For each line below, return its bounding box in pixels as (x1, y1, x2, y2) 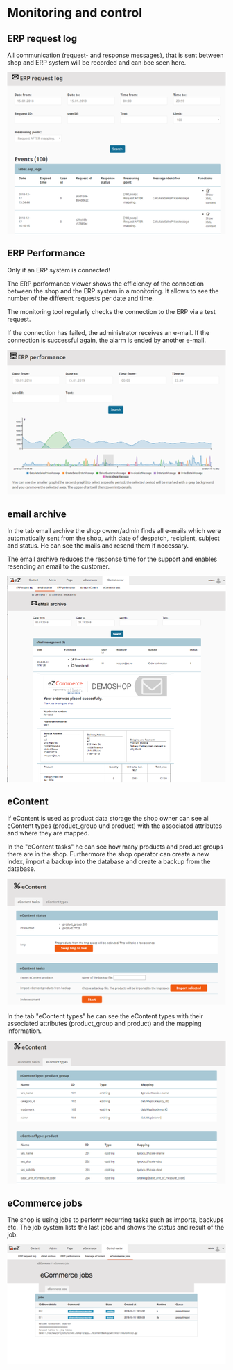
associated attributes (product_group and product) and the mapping (7, 1019, 202, 1027)
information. (7, 1027, 42, 1035)
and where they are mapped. (7, 829, 90, 837)
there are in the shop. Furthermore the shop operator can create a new (7, 849, 209, 858)
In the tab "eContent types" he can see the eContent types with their (7, 1011, 203, 1020)
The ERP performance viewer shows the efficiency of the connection (7, 279, 205, 288)
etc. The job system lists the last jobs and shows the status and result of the (7, 1223, 224, 1231)
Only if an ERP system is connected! (7, 266, 111, 274)
